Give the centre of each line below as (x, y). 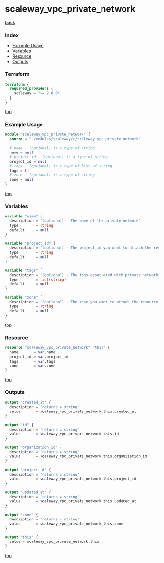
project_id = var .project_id (39, 357)
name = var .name (32, 352)
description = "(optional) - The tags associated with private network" (85, 275)
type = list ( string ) (38, 280)
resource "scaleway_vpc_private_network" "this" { (58, 347)
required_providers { (31, 89)
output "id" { (20, 425)
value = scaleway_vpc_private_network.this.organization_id (78, 456)
